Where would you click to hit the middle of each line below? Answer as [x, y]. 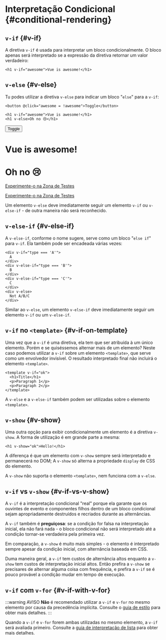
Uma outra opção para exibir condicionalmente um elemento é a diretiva [79, 432]
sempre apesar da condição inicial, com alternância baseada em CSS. [77, 549]
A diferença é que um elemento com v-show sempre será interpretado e [78, 456]
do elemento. [19, 466]
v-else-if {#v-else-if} [40, 226]
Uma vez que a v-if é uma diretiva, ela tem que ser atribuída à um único [79, 342]
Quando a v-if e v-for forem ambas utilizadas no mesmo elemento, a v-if [81, 622]
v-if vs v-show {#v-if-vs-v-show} [57, 491]
